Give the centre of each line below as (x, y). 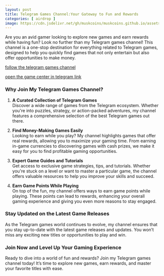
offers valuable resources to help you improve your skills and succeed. (83, 176)
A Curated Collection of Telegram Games (54, 100)
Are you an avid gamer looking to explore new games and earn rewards (77, 37)
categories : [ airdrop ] (30, 19)
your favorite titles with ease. (34, 269)
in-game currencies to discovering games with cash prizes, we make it (83, 146)
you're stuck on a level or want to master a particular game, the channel (84, 171)
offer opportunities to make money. (41, 58)
